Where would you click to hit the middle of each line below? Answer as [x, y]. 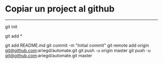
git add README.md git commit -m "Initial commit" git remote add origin [77, 45]
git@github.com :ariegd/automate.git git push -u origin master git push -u [78, 50]
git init [11, 26]
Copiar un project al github [60, 9]
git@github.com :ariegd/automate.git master [49, 55]
